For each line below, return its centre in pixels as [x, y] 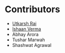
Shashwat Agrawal [32, 45]
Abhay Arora [25, 34]
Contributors [32, 9]
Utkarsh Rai [24, 23]
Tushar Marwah [28, 40]
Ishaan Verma [26, 29]
